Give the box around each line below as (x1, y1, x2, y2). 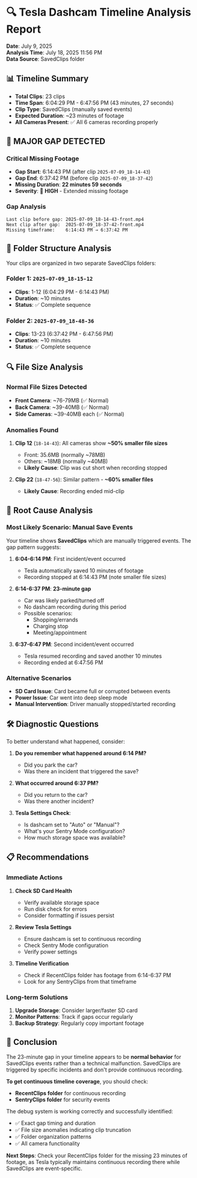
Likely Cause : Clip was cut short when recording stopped (23, 464, 167, 471)
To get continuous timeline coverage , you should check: (6, 1078, 149, 1085)
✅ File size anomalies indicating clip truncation (14, 1126, 131, 1133)
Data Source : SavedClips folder (6, 55, 85, 62)
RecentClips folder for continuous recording (14, 1089, 126, 1096)
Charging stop (33, 622, 69, 630)
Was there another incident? (23, 797, 95, 805)
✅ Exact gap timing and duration (14, 1119, 96, 1127)
